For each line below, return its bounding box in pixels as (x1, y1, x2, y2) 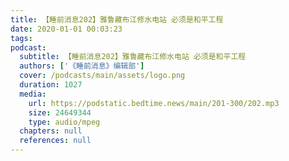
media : (19, 89, 47, 99)
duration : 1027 (19, 80, 83, 90)
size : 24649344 (28, 107, 92, 118)
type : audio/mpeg (28, 117, 101, 127)
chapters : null (19, 126, 83, 136)
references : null (19, 136, 92, 146)
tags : (10, 33, 33, 43)
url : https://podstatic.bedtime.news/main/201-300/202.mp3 (28, 98, 280, 108)
